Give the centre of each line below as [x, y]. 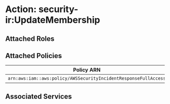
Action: [21, 9]
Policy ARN [87, 70]
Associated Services [39, 96]
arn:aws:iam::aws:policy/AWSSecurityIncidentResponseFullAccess [87, 79]
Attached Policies [34, 56]
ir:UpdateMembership [53, 20]
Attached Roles [30, 39]
